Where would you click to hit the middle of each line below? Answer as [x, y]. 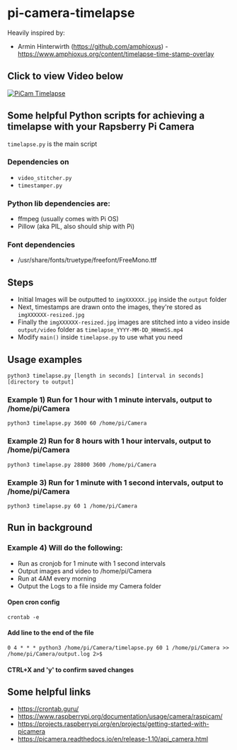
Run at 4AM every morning [57, 578]
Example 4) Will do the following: [65, 548]
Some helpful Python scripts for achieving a [106, 116]
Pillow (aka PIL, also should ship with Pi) [76, 226]
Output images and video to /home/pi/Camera [85, 571]
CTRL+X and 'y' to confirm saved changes [71, 670]
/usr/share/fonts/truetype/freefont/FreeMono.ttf [87, 260]
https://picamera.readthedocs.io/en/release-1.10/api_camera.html [113, 739]
